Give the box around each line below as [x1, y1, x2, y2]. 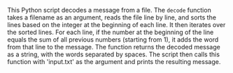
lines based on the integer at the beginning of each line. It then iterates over [7, 21, 226, 29]
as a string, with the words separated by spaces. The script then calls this [7, 50, 220, 58]
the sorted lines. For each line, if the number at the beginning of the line [7, 28, 214, 36]
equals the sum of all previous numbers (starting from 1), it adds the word [7, 35, 219, 44]
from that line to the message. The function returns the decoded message [7, 43, 220, 51]
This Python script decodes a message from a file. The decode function [7, 6, 211, 14]
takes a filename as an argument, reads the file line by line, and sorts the [7, 13, 217, 22]
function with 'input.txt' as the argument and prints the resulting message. [7, 58, 221, 65]
